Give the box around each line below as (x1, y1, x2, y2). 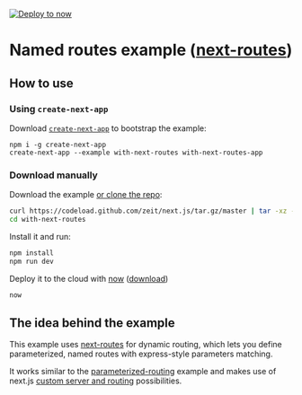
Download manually (9, 169, 99, 181)
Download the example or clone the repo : (9, 189, 163, 200)
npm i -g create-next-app (9, 140, 106, 149)
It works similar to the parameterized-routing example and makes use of (9, 366, 277, 377)
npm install (9, 248, 54, 258)
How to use (9, 75, 74, 91)
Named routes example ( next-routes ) (9, 40, 293, 60)
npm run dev (9, 257, 54, 266)
